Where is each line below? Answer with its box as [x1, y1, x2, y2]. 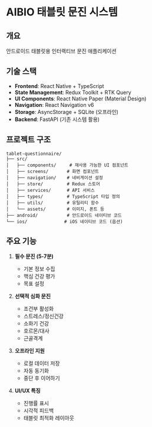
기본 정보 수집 [23, 265, 55, 272]
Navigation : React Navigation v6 [14, 101, 94, 108]
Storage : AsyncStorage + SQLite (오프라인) [14, 108, 119, 115]
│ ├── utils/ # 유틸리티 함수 [6, 200, 99, 206]
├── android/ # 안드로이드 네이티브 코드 [6, 212, 122, 219]
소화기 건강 [23, 320, 49, 327]
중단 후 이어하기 [23, 374, 60, 382]
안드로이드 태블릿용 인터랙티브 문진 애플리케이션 [6, 48, 117, 54]
